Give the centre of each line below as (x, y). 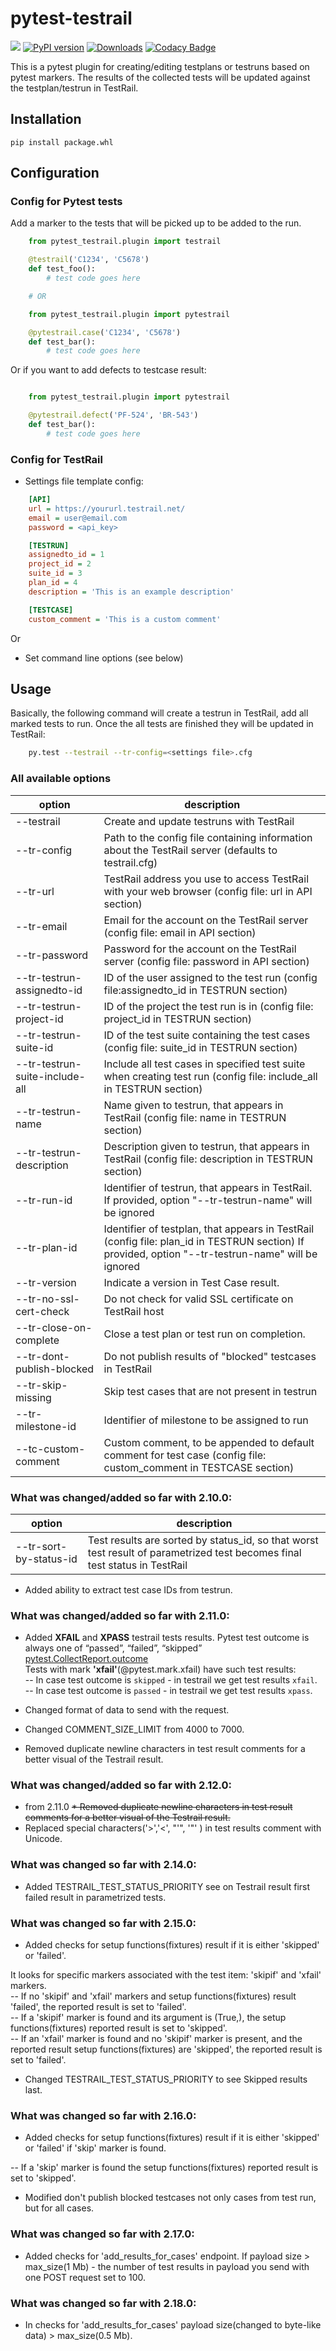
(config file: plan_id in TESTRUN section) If (204, 1241)
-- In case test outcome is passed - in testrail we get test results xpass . (168, 1691)
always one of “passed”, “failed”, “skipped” (113, 1648)
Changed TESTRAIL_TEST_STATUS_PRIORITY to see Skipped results (166, 2079)
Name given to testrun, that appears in (193, 1105)
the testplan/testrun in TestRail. (74, 88)
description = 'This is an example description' (131, 592)
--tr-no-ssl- (47, 1299)
